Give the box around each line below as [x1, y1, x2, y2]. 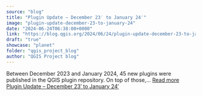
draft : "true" [6, 37, 42, 43]
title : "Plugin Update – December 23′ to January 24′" [6, 14, 147, 20]
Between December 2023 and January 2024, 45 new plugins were [6, 70, 171, 77]
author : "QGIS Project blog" [6, 53, 79, 59]
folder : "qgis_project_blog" [6, 48, 79, 54]
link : [6, 31, 20, 37]
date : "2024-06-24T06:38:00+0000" [6, 25, 93, 32]
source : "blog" [6, 8, 44, 15]
